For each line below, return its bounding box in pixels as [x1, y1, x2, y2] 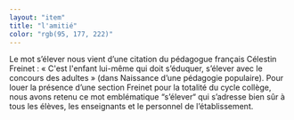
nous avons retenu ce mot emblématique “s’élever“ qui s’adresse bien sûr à [9, 92, 285, 102]
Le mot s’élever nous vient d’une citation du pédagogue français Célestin [9, 54, 277, 65]
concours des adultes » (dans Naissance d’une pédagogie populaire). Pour [9, 73, 284, 84]
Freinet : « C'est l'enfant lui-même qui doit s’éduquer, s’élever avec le [9, 63, 263, 74]
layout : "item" [9, 12, 66, 22]
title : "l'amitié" [9, 21, 78, 30]
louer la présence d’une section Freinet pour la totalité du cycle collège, [9, 82, 272, 93]
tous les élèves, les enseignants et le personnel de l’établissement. [9, 101, 254, 112]
